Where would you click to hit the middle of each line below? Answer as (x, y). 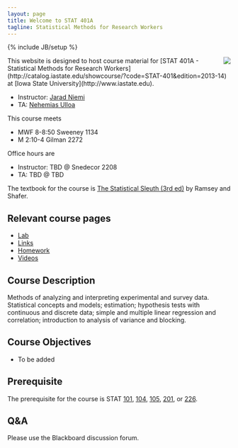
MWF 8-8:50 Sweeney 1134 (58, 133)
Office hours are (31, 154)
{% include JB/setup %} (42, 47)
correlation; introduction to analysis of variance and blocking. (97, 320)
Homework (34, 251)
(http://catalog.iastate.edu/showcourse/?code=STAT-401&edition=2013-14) (117, 76)
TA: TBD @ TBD (41, 175)
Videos (28, 258)
